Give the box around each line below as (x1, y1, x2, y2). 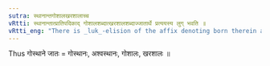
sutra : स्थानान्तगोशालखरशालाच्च (8, 11, 90, 20)
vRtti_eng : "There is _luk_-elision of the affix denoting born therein (8, 27, 257, 35)
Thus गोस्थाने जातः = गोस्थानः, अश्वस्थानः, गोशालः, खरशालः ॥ (8, 49, 170, 59)
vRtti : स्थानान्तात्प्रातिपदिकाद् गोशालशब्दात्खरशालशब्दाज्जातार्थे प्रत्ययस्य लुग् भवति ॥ (8, 19, 207, 27)
